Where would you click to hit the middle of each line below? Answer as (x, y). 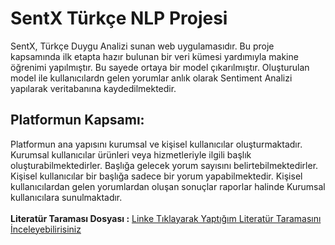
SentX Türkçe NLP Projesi (119, 18)
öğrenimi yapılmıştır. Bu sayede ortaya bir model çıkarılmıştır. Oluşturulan (160, 67)
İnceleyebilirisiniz (46, 229)
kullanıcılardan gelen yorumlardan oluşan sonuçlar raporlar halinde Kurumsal (168, 186)
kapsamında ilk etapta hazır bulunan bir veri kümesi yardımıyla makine (154, 56)
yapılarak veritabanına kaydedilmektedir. (93, 88)
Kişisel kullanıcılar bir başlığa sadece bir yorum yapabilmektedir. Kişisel (156, 176)
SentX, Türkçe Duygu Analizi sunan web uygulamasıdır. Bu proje (142, 46)
